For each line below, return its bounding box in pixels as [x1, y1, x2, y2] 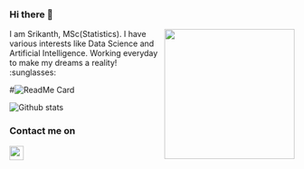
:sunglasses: [9, 67, 57, 78]
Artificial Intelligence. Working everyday [9, 48, 158, 59]
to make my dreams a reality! [9, 58, 118, 69]
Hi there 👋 [9, 8, 54, 21]
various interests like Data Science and [9, 38, 155, 49]
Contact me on [9, 125, 76, 137]
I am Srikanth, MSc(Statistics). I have [9, 29, 147, 40]
